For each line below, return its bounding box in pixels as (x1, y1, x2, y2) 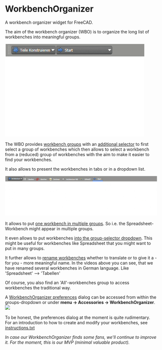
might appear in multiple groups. (28, 225, 94, 231)
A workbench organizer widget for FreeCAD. (5, 19, 93, 25)
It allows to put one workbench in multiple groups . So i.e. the (5, 221, 125, 226)
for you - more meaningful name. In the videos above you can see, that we (5, 260, 153, 266)
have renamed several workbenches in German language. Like (5, 265, 129, 271)
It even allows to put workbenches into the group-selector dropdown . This (5, 235, 153, 241)
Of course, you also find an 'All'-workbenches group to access (5, 280, 129, 286)
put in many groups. (5, 245, 45, 251)
